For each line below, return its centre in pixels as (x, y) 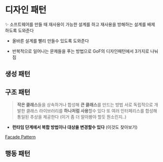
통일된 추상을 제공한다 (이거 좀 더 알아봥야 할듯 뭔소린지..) (72, 117)
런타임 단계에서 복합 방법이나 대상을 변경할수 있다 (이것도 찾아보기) (75, 127)
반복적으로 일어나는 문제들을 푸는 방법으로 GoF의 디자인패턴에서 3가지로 (81, 51)
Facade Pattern (20, 137)
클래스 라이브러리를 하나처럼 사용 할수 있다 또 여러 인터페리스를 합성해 (91, 111)
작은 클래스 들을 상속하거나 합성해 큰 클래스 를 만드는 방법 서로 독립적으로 (85, 105)
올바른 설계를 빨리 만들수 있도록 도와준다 (50, 41)
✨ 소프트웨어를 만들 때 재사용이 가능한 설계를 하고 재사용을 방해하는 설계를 (76, 24)
